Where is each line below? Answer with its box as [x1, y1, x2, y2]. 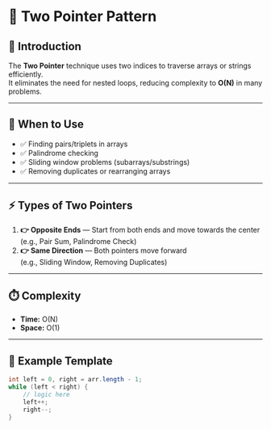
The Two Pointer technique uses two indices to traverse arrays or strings [8, 61, 252, 70]
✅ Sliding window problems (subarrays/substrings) [19, 157, 190, 166]
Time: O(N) [19, 314, 59, 324]
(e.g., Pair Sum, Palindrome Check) [19, 236, 137, 246]
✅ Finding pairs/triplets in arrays [19, 139, 128, 149]
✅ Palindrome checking [19, 148, 99, 158]
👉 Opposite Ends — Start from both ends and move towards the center [19, 225, 261, 234]
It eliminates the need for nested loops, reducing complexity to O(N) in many [8, 78, 263, 87]
